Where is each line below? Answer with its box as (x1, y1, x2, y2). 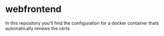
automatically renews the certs (5, 25, 70, 31)
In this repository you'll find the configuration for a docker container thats (5, 20, 159, 26)
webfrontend (5, 3, 62, 15)
